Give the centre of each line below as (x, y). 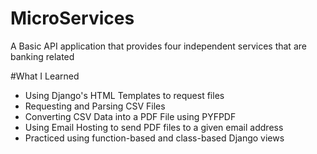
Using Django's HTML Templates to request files (124, 95)
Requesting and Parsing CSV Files (95, 106)
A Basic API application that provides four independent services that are (158, 46)
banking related (42, 56)
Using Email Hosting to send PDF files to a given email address (154, 127)
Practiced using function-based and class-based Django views (154, 138)
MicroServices (72, 18)
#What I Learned (45, 76)
